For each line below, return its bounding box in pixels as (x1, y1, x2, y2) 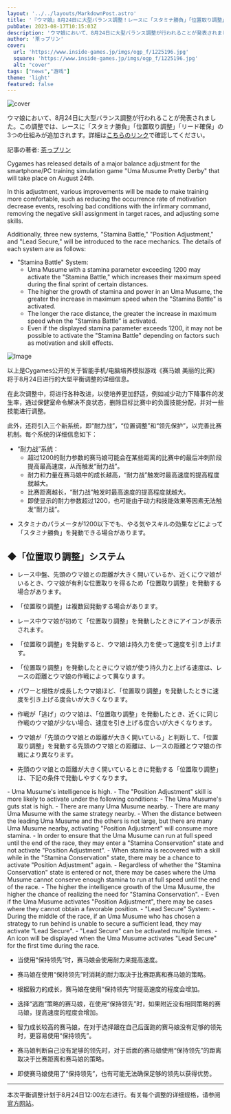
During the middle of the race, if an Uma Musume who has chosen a (7, 912, 201, 921)
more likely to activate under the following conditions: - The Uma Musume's (7, 795, 222, 804)
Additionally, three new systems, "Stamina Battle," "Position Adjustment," (7, 230, 214, 239)
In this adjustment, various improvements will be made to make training (7, 188, 208, 196)
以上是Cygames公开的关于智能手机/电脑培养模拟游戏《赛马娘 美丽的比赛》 (7, 366, 219, 375)
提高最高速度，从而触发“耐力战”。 (27, 462, 124, 470)
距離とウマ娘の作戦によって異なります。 (35, 672, 149, 680)
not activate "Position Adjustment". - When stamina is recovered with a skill (7, 846, 221, 855)
